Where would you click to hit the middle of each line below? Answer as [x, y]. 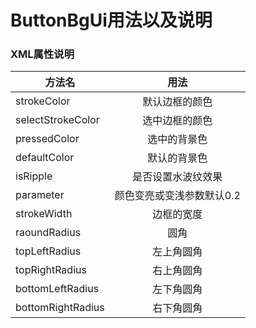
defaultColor [45, 158]
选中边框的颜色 [177, 121]
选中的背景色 [177, 139]
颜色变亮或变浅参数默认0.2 [177, 196]
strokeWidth [44, 214]
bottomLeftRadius [57, 289]
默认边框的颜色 [177, 102]
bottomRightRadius [60, 308]
